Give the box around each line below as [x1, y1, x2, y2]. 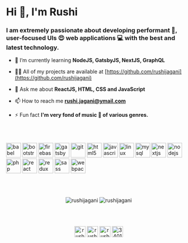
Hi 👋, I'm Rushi [6, 5, 78, 19]
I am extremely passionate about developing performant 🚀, [6, 26, 177, 35]
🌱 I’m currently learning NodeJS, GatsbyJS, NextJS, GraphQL [14, 57, 166, 64]
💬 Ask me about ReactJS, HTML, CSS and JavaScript [14, 86, 146, 93]
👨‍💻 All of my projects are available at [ [14, 68, 107, 75]
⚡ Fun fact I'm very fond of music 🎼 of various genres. [14, 112, 149, 119]
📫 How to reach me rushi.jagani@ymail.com [14, 97, 126, 104]
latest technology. [6, 43, 59, 52]
